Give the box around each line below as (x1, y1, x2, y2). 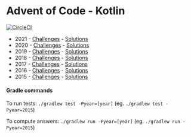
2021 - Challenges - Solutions (14, 35, 88, 42)
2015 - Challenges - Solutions (14, 73, 88, 80)
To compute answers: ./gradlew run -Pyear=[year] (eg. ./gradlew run (6, 117, 180, 125)
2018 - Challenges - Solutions (14, 54, 88, 61)
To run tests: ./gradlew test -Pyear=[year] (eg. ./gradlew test (6, 100, 164, 107)
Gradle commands (6, 87, 53, 94)
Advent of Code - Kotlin (6, 4, 125, 18)
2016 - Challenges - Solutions (14, 66, 88, 74)
